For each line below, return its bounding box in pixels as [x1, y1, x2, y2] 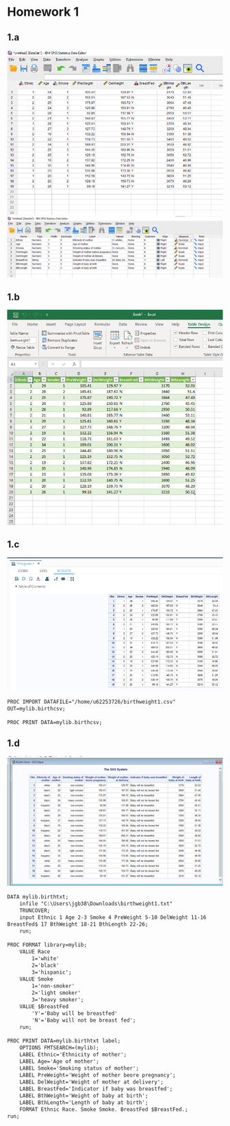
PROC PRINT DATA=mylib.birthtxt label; [7, 1037, 121, 1044]
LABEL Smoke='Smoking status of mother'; [19, 1064, 139, 1072]
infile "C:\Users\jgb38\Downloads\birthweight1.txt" [19, 900, 173, 907]
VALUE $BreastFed [19, 1003, 69, 1010]
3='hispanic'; [31, 968, 72, 976]
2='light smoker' [31, 989, 81, 996]
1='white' [31, 955, 60, 962]
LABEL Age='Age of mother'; [19, 1057, 99, 1065]
